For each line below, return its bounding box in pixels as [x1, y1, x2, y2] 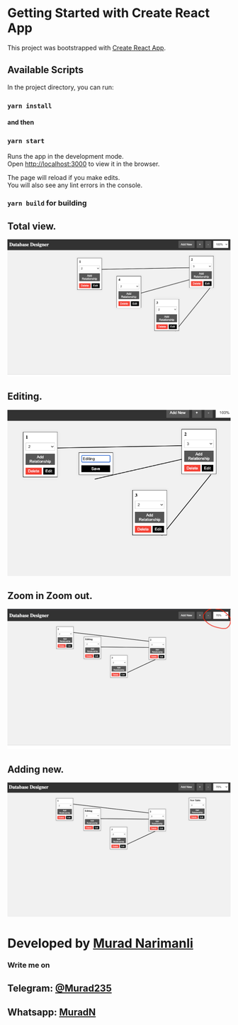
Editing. [7, 391, 42, 403]
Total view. [7, 220, 57, 232]
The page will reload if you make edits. [7, 173, 120, 181]
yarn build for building [7, 198, 87, 208]
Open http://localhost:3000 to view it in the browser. [7, 159, 160, 168]
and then [7, 118, 34, 127]
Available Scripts [7, 64, 84, 76]
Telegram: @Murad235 [7, 982, 112, 994]
